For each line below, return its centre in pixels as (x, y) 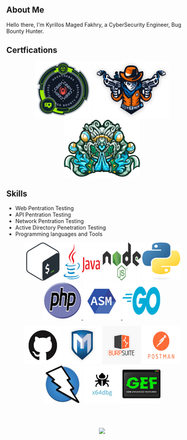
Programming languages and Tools (59, 234)
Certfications (32, 50)
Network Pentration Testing (49, 221)
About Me (25, 10)
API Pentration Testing (43, 215)
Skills (17, 194)
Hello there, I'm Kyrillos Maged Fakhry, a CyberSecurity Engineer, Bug (94, 24)
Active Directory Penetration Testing (60, 228)
